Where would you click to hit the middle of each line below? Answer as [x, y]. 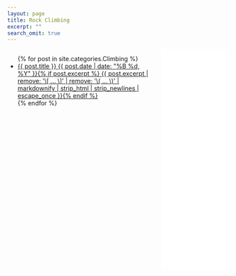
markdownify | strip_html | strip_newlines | [78, 88]
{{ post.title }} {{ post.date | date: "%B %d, [78, 66]
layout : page [26, 14]
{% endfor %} [37, 103]
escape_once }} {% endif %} [58, 96]
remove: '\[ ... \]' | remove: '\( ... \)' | [68, 81]
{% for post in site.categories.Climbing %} [78, 59]
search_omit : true [34, 33]
